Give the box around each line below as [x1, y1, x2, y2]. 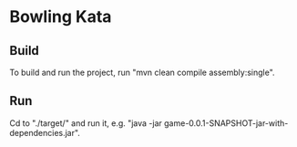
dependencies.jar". [9, 127, 80, 138]
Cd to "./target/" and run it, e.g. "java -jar [9, 117, 162, 129]
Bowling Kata [9, 6, 112, 27]
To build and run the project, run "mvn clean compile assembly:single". [9, 67, 275, 78]
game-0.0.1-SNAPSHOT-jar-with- [163, 117, 289, 129]
